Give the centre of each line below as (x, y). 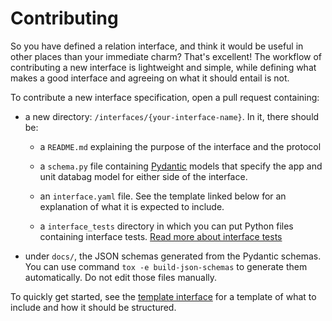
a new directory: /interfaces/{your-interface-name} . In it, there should (172, 116)
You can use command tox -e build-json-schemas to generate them (166, 266)
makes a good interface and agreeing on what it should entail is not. (150, 78)
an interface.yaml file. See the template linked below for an (163, 196)
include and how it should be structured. (93, 307)
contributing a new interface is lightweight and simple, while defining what (163, 67)
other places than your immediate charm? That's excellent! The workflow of (166, 56)
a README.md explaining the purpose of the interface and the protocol (180, 146)
